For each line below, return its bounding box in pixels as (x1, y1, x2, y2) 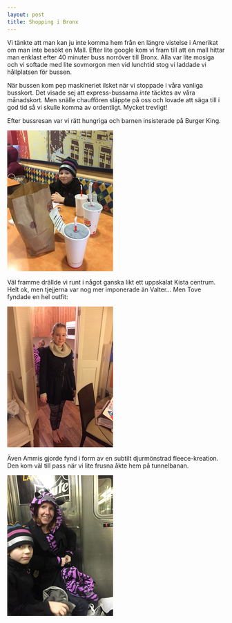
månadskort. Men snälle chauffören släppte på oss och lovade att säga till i (7, 95, 220, 104)
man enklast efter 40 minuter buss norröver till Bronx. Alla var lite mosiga (7, 52, 215, 61)
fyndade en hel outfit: (7, 292, 68, 300)
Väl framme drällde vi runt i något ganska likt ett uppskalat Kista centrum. (7, 278, 216, 286)
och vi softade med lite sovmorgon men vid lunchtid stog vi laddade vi (7, 60, 207, 68)
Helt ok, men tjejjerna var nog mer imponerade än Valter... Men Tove (7, 285, 202, 294)
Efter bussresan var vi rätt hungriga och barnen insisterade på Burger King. (7, 116, 221, 124)
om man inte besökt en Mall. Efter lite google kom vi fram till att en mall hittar (7, 46, 225, 54)
